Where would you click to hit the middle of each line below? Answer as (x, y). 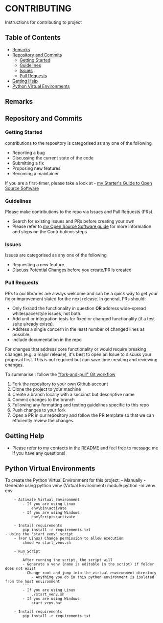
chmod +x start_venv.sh (47, 543)
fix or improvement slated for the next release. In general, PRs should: (75, 299)
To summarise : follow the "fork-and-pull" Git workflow (60, 374)
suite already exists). (33, 324)
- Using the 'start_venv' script (39, 534)
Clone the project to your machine (47, 389)
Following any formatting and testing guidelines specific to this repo (81, 405)
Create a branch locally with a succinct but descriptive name (73, 394)
